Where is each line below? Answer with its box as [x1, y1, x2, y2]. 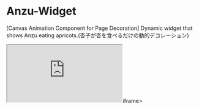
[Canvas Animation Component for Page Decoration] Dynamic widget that [6, 24, 193, 32]
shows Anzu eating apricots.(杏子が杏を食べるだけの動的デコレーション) [6, 32, 189, 39]
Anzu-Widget [6, 4, 77, 18]
